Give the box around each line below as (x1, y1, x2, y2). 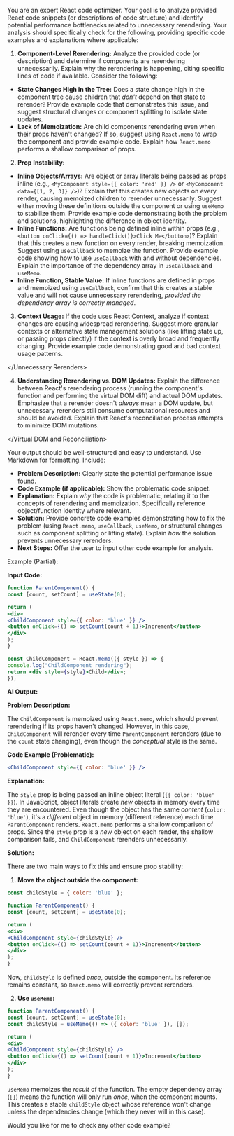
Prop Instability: (17, 158, 65, 167)
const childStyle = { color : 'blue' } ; (7, 889, 124, 896)
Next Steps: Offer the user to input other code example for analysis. (17, 544, 214, 552)
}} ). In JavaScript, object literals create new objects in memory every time (7, 798, 220, 807)
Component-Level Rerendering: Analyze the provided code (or (17, 49, 201, 57)
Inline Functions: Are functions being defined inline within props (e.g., (17, 224, 220, 232)
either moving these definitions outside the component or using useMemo (17, 202, 224, 210)
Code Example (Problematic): (7, 751, 94, 759)
